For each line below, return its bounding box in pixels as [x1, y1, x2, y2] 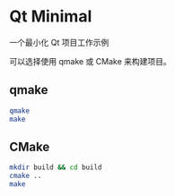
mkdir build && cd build [9, 163, 102, 172]
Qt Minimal [9, 6, 92, 27]
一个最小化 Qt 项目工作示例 [9, 37, 109, 47]
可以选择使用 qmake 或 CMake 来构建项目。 [9, 55, 172, 66]
